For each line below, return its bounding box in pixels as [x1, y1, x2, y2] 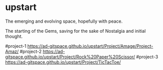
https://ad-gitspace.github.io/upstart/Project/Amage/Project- [27, 43, 153, 49]
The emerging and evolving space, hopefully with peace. [5, 18, 123, 24]
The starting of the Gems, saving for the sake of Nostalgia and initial [5, 28, 146, 34]
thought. [5, 33, 23, 39]
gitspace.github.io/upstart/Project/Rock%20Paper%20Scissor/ [5, 53, 135, 59]
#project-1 [5, 43, 27, 49]
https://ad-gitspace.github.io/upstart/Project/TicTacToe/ [5, 59, 121, 65]
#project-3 [136, 53, 158, 59]
